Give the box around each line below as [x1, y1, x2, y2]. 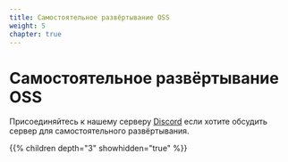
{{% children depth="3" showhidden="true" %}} [9, 143, 188, 154]
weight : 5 [9, 21, 47, 30]
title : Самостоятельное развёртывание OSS [9, 12, 170, 22]
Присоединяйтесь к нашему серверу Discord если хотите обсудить [9, 117, 268, 127]
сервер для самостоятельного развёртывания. [9, 126, 190, 136]
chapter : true [9, 29, 63, 38]
